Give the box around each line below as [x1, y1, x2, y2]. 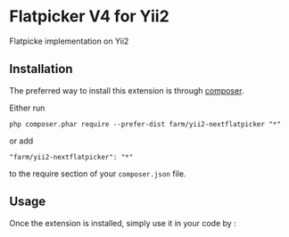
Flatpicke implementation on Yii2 [9, 36, 129, 46]
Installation [9, 61, 73, 77]
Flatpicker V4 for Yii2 [9, 6, 169, 27]
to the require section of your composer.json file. [9, 168, 186, 179]
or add [9, 135, 34, 146]
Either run [9, 102, 45, 113]
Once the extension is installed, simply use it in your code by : [9, 217, 236, 228]
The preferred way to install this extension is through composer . [9, 85, 244, 95]
